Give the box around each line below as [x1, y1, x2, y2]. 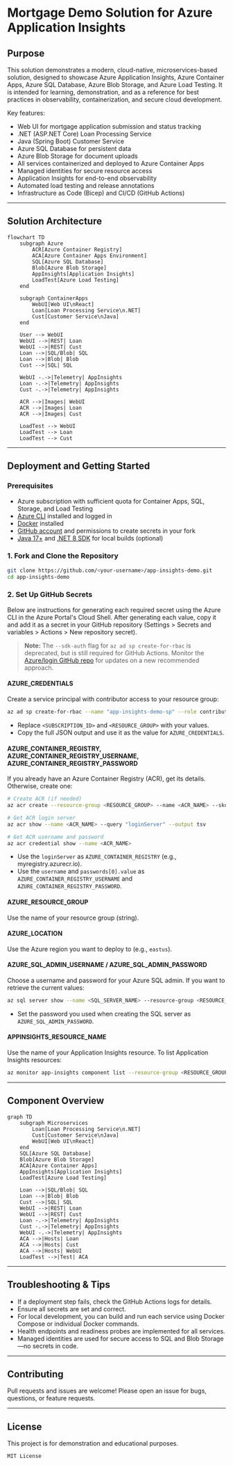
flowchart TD [7, 234, 45, 241]
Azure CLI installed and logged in [17, 511, 112, 520]
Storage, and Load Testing [17, 504, 94, 513]
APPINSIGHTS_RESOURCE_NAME [7, 1033, 107, 1041]
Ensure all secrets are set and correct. [17, 1304, 126, 1313]
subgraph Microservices [19, 1119, 89, 1126]
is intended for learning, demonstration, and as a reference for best [7, 88, 200, 96]
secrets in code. [32, 1341, 78, 1350]
